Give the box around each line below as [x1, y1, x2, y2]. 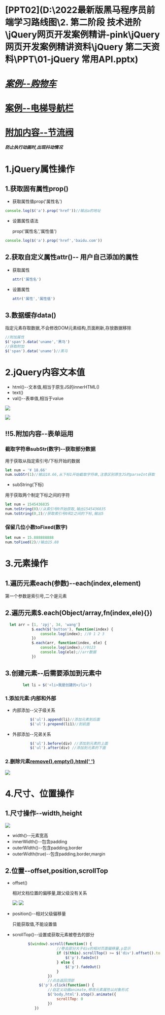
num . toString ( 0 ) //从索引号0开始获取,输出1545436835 [5, 507, 106, 512]
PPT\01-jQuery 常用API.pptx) [17, 54, 139, 65]
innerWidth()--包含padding [12, 838, 67, 845]
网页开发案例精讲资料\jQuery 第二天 [5, 41, 151, 53]
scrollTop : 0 [56, 996, 83, 1001]
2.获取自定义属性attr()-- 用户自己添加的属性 [5, 253, 139, 262]
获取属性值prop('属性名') [12, 198, 63, 204]
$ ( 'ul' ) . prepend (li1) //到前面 [30, 721, 90, 726]
